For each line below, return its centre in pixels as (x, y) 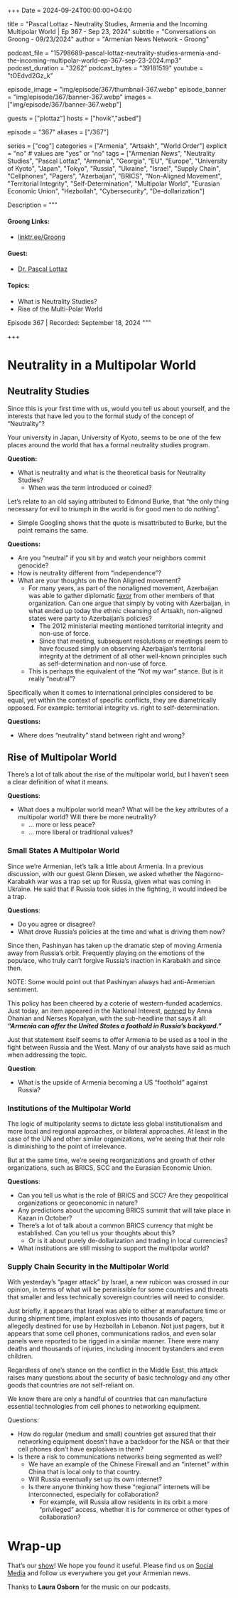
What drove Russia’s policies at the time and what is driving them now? (121, 932)
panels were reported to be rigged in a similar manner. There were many (113, 1341)
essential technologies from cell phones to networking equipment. (104, 1407)
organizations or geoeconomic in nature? (78, 1203)
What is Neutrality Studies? (57, 301)
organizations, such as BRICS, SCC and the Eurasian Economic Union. (110, 1168)
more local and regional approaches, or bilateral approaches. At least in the (117, 1131)
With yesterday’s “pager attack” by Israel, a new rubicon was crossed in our (118, 1282)
